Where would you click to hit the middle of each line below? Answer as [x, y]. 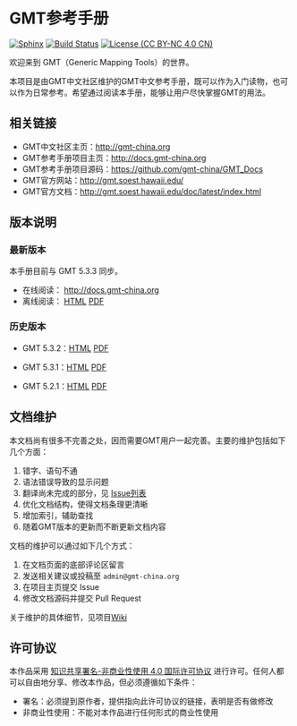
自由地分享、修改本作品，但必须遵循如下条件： [111, 682]
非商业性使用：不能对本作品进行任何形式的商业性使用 [120, 713]
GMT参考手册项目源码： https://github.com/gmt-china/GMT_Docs [143, 169]
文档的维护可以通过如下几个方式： [72, 545]
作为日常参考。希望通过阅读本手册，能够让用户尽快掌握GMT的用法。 [144, 92]
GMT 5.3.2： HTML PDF [65, 348]
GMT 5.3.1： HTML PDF [64, 367]
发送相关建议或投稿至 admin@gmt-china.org [101, 576]
